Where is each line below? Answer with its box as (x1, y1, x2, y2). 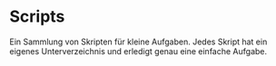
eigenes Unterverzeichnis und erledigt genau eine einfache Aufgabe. (9, 45, 268, 56)
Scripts (9, 6, 65, 27)
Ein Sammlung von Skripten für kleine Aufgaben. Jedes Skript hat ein (9, 36, 268, 47)
